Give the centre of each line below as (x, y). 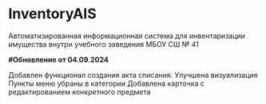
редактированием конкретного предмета (79, 91)
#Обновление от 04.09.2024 (59, 60)
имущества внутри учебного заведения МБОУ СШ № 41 (104, 44)
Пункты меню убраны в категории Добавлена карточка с (107, 83)
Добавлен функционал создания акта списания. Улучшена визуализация (133, 75)
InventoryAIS (53, 14)
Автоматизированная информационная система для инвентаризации (127, 36)
